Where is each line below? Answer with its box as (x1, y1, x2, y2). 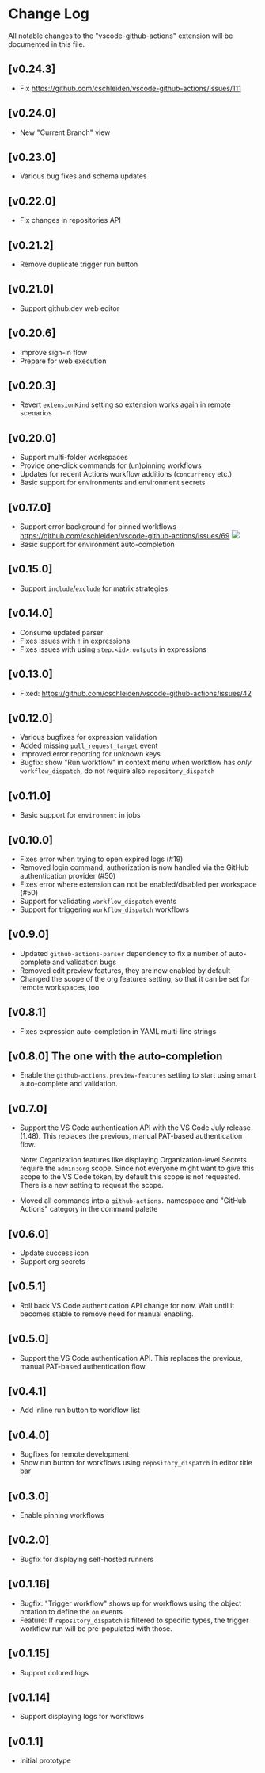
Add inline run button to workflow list (19, 1405, 140, 1415)
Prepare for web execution (19, 356, 107, 366)
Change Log (8, 5, 89, 23)
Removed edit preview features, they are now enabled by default (19, 965, 231, 975)
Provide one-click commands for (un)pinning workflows (19, 461, 202, 470)
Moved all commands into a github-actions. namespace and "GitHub (19, 1196, 247, 1205)
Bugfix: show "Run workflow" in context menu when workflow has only (19, 758, 252, 768)
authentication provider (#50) (19, 871, 116, 880)
